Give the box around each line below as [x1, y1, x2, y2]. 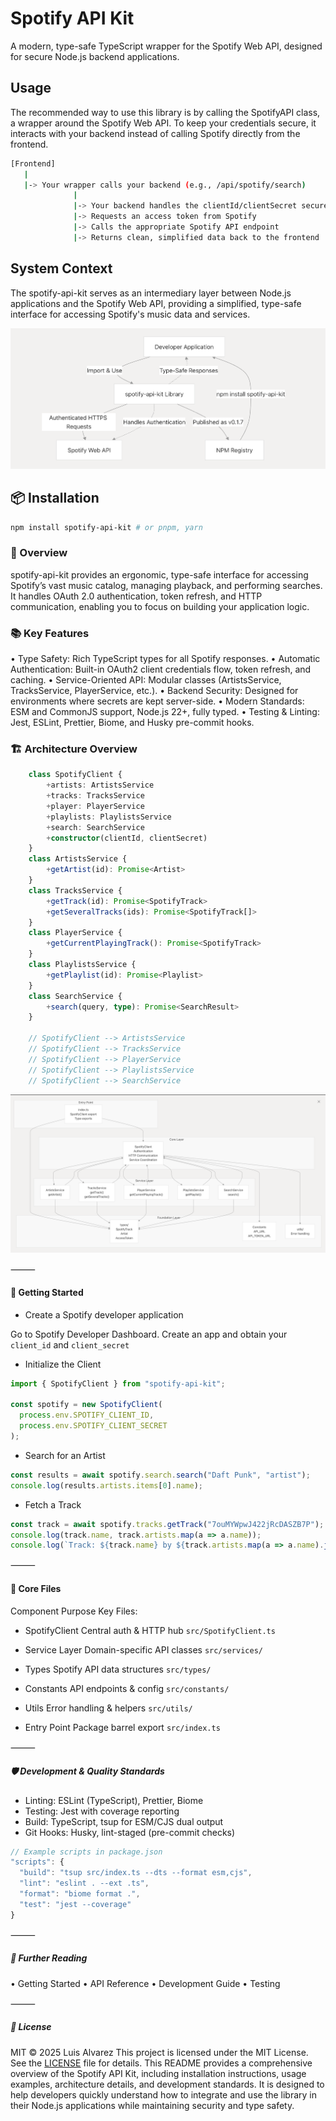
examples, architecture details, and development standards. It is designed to [10, 2078, 325, 2090]
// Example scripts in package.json [10, 1847, 163, 1857]
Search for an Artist [24, 1449, 106, 1461]
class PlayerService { [28, 928, 123, 938]
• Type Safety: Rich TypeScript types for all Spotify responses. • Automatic [10, 652, 321, 664]
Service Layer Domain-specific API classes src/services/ [24, 1643, 263, 1656]
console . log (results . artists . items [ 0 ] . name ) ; [10, 1480, 203, 1491]
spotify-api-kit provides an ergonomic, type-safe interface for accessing [10, 568, 309, 581]
